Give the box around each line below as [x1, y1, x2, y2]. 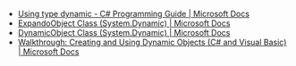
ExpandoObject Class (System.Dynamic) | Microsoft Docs [17, 18, 231, 29]
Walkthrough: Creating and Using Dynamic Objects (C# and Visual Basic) [17, 37, 287, 47]
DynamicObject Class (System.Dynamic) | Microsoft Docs [17, 28, 231, 37]
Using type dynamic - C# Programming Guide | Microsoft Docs [17, 9, 250, 19]
